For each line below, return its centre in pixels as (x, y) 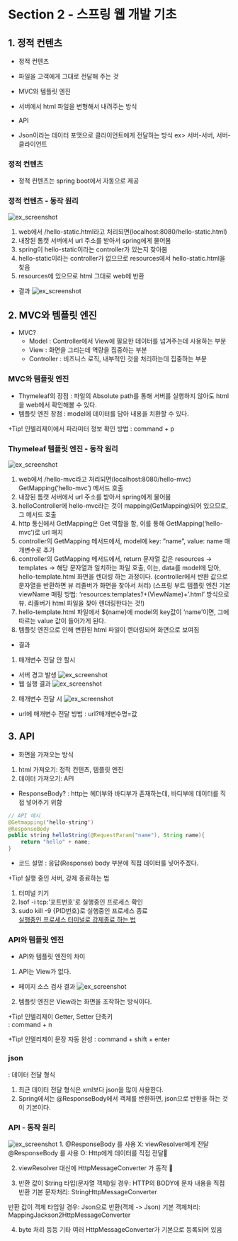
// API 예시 (24, 815)
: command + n (30, 1025)
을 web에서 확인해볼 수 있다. (58, 404)
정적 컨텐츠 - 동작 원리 (43, 201)
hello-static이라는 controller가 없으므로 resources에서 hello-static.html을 (122, 258)
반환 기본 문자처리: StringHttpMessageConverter (88, 1191)
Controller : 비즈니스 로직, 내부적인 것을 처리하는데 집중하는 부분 (118, 359)
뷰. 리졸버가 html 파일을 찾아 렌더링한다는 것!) (81, 603)
